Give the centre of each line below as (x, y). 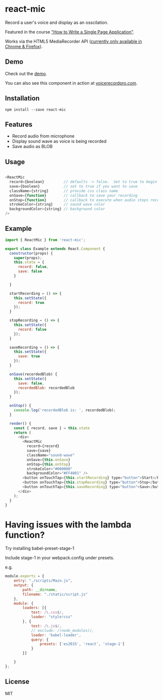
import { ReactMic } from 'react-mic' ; (45, 240)
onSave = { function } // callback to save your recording (73, 195)
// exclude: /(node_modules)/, (63, 630)
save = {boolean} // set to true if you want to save (73, 186)
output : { (24, 586)
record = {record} (43, 446)
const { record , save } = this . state (52, 428)
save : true (29, 357)
